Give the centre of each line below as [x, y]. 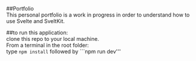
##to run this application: [37, 33]
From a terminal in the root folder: [47, 45]
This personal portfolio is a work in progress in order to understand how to [98, 15]
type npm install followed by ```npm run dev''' [64, 52]
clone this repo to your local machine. [53, 39]
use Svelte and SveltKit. [35, 21]
